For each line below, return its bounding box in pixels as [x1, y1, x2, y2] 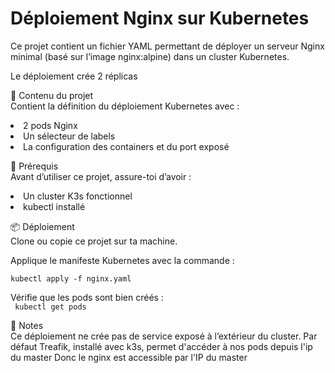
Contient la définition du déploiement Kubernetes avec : [10, 100, 240, 112]
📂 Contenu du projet [10, 89, 94, 101]
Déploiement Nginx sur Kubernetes [10, 7, 310, 30]
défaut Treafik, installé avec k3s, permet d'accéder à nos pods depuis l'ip [10, 340, 313, 352]
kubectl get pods [14, 302, 87, 312]
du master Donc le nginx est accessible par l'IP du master [10, 351, 248, 363]
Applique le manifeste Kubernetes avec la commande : [10, 254, 235, 266]
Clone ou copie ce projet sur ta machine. [10, 235, 178, 247]
